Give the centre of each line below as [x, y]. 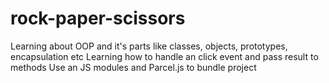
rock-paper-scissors [98, 18]
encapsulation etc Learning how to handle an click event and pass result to [164, 56]
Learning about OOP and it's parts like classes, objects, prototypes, [149, 46]
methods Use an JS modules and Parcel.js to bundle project [133, 67]
